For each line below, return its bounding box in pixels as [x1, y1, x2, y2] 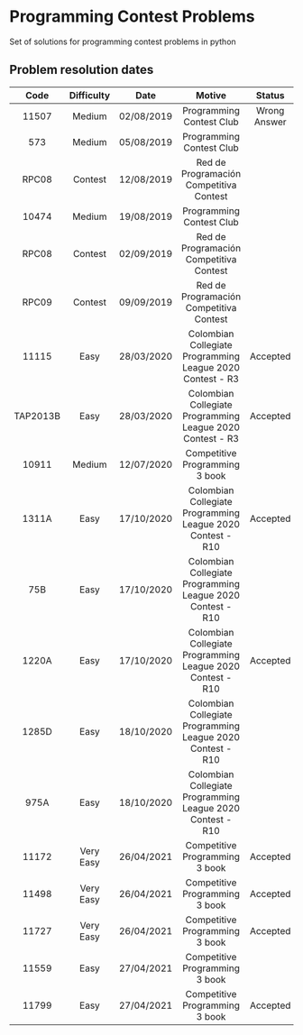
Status [255, 88, 285, 101]
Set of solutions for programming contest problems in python [9, 36, 236, 47]
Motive [195, 88, 227, 101]
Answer [253, 115, 287, 128]
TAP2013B [14, 409, 61, 422]
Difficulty [69, 88, 111, 101]
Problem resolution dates [9, 62, 154, 78]
